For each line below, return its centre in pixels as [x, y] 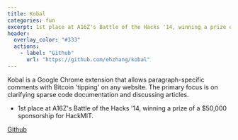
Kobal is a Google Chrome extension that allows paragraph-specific [106, 79]
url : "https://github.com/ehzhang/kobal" [88, 60]
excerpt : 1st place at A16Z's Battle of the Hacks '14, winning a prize [117, 27]
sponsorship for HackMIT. [56, 115]
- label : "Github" [47, 53]
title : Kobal [27, 14]
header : [19, 33]
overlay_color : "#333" [47, 40]
